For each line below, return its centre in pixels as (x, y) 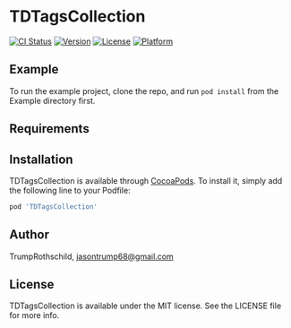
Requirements (49, 129)
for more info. (34, 315)
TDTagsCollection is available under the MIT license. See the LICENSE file (145, 306)
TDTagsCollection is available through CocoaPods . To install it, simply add (146, 180)
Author (29, 235)
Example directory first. (52, 100)
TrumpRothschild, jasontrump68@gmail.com (92, 256)
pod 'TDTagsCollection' (54, 207)
